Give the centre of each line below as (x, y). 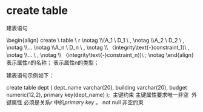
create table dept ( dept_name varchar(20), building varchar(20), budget (97, 87)
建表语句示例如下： (30, 75)
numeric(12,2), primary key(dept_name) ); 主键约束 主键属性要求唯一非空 (98, 94)
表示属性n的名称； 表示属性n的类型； (53, 62)
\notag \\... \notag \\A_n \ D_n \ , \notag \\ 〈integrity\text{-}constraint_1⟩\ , (98, 47)
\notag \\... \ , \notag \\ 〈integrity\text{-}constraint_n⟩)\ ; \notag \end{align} (100, 54)
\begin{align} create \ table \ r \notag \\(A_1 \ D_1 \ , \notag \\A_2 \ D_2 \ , (95, 40)
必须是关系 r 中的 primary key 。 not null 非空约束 (84, 102)
